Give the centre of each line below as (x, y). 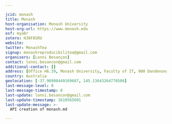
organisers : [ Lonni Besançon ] (38, 57)
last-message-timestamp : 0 (34, 90)
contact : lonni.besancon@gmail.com (43, 62)
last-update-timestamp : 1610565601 (43, 100)
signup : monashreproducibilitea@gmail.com (51, 52)
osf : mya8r (17, 34)
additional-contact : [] (31, 67)
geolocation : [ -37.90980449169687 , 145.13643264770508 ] (66, 81)
